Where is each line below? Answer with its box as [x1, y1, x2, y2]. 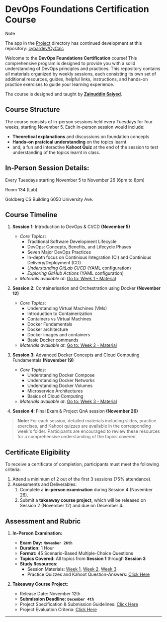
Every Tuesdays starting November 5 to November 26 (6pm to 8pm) [5, 177, 145, 183]
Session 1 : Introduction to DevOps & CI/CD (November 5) [12, 224, 131, 230]
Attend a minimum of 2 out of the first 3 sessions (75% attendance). [12, 476, 152, 482]
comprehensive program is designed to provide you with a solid [5, 60, 136, 66]
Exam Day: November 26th [19, 540, 73, 545]
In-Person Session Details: [5, 164, 89, 172]
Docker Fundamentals [27, 321, 73, 327]
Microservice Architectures [27, 388, 83, 394]
